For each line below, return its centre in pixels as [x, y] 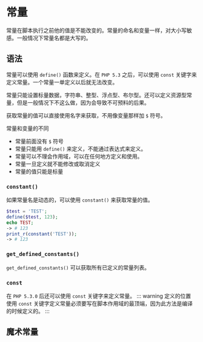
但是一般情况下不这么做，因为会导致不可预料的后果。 [83, 102]
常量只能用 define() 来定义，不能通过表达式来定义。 [81, 148]
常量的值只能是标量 [39, 171]
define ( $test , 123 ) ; [32, 217]
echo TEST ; [20, 222]
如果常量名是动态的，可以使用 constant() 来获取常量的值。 [80, 200]
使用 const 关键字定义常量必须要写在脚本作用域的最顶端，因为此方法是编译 [99, 303]
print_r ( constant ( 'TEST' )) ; [42, 234]
